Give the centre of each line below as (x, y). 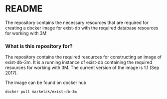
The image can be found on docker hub (46, 82)
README (24, 9)
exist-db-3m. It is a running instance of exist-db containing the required (79, 62)
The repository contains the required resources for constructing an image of (83, 57)
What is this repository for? (39, 46)
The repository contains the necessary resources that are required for (77, 22)
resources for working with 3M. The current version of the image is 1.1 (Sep (82, 67)
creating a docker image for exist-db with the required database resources (82, 27)
